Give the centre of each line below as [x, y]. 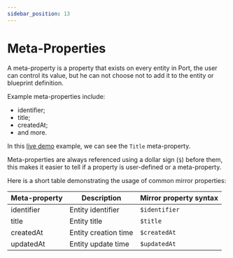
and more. [32, 132]
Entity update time [99, 244]
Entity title [86, 221]
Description [101, 198]
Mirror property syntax [179, 198]
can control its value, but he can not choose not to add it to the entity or [111, 75]
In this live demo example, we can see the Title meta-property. [99, 146]
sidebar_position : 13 [39, 14]
